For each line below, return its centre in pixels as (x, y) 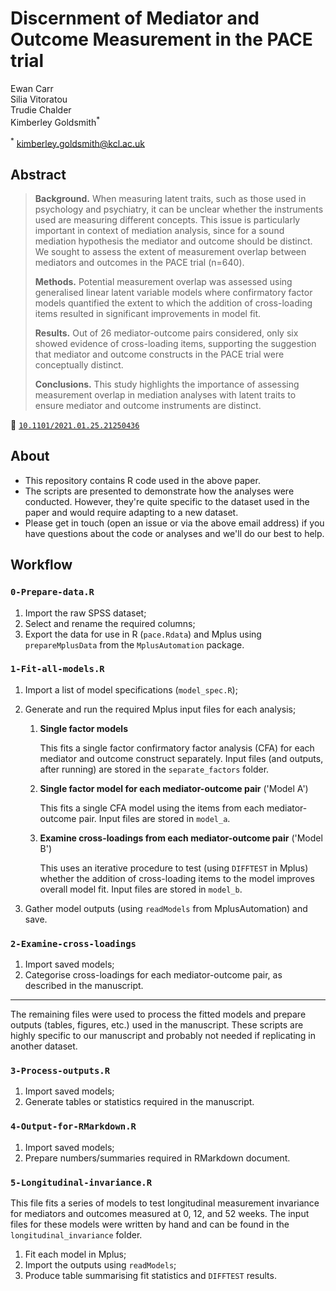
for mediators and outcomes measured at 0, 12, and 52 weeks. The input (160, 1214)
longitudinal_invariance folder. (76, 1235)
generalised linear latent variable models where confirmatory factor (173, 293)
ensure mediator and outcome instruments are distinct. (148, 406)
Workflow (41, 565)
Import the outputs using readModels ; (100, 1265)
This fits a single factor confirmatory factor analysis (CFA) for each (177, 748)
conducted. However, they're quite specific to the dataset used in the (167, 501)
